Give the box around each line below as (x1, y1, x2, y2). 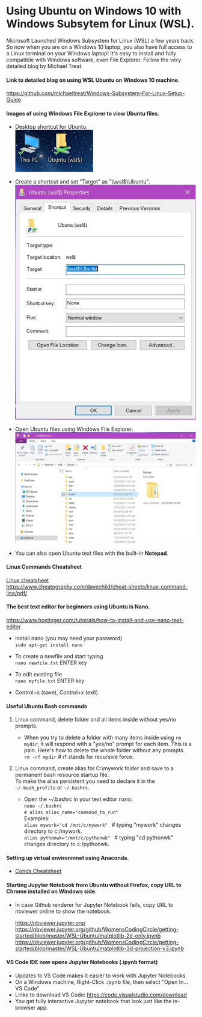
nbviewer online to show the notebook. (14, 907, 112, 915)
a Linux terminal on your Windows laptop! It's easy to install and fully (6, 49, 176, 57)
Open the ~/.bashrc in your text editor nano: (23, 796, 133, 803)
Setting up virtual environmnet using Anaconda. (6, 854, 129, 861)
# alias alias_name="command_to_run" (23, 809, 119, 816)
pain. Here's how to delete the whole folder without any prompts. (23, 747, 185, 754)
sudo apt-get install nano (14, 642, 83, 648)
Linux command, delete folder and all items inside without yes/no (14, 716, 176, 723)
